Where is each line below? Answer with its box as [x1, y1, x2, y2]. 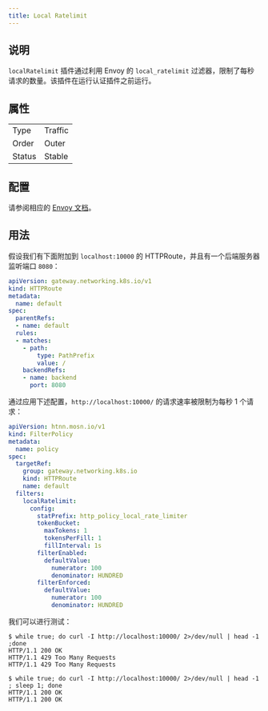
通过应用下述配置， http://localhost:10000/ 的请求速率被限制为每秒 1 [8, 397, 238, 406]
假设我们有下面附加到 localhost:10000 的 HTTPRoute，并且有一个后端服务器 [8, 251, 260, 261]
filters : [15, 489, 45, 497]
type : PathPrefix [37, 351, 94, 360]
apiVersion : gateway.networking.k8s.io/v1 [8, 277, 152, 285]
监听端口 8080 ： [8, 261, 60, 270]
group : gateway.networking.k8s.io [22, 467, 138, 476]
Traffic [43, 125, 70, 136]
